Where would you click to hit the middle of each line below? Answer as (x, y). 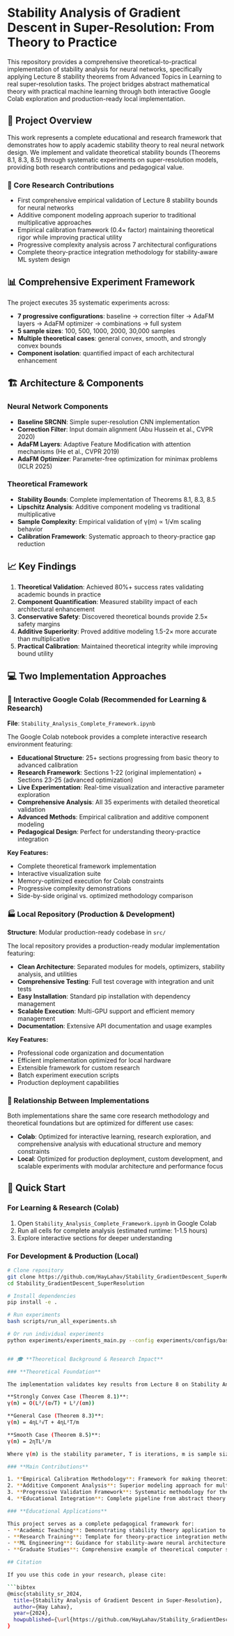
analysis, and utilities (47, 974)
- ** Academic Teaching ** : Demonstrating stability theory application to (117, 1530)
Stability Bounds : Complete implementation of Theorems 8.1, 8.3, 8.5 (116, 499)
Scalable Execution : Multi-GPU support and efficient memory (106, 1011)
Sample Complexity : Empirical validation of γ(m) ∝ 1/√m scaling (109, 521)
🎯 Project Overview (50, 121)
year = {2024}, (32, 1613)
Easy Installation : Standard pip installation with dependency (104, 996)
